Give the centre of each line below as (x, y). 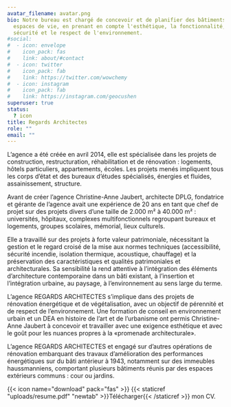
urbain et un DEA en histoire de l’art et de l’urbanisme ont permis (99, 319)
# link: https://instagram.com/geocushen (72, 97)
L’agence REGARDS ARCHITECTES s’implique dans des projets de (101, 297)
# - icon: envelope (37, 45)
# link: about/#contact (46, 58)
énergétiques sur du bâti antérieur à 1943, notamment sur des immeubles (111, 361)
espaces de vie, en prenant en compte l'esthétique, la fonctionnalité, (120, 26)
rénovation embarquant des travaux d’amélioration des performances (105, 354)
